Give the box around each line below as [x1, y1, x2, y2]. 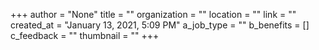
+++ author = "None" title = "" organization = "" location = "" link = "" [10, 9, 297, 20]
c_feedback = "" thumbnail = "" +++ [10, 30, 160, 41]
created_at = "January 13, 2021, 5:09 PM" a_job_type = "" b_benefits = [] [10, 19, 310, 31]
